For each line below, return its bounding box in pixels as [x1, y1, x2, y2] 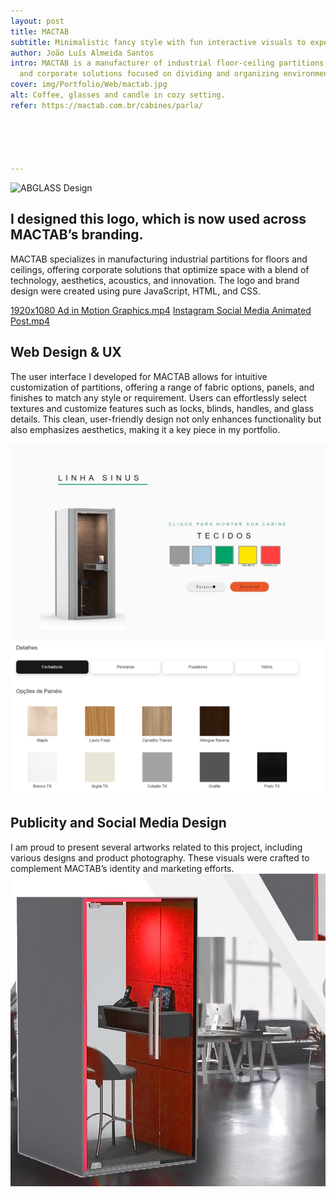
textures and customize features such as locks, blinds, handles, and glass [10, 402, 314, 414]
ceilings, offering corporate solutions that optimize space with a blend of [10, 263, 310, 275]
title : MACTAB [10, 26, 70, 37]
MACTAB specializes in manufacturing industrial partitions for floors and [10, 253, 308, 265]
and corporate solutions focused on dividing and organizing [19, 69, 280, 79]
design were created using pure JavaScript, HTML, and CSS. [10, 285, 262, 297]
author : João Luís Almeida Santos [10, 48, 155, 58]
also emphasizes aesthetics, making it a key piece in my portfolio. [10, 423, 281, 435]
